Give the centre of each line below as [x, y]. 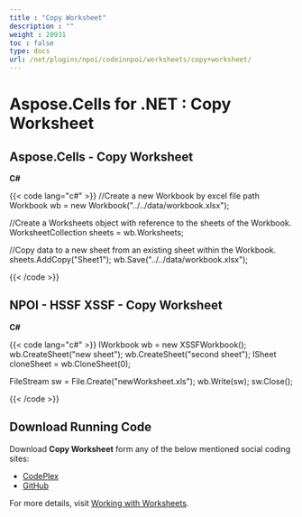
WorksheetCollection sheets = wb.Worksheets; [97, 232]
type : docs [30, 51]
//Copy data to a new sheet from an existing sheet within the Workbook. [143, 250]
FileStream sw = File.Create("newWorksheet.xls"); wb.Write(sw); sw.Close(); [151, 381]
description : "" [42, 26]
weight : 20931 [38, 34]
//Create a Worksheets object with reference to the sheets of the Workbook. [151, 223]
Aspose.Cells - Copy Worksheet [101, 157]
